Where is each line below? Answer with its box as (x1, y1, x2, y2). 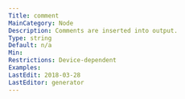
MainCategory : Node (8, 19, 74, 27)
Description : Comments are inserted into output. (8, 26, 179, 34)
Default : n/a (8, 42, 52, 49)
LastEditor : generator (8, 78, 84, 86)
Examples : (8, 64, 42, 72)
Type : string (8, 34, 52, 42)
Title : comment (8, 11, 60, 20)
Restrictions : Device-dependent (8, 57, 117, 65)
